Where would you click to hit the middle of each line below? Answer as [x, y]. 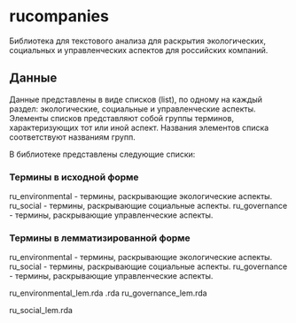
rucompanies [59, 16]
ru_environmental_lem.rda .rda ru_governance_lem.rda [108, 293]
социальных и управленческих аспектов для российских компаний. [139, 50]
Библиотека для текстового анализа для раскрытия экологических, [138, 41]
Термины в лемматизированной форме [100, 238]
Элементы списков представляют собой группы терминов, [122, 118]
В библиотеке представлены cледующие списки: [102, 154]
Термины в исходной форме [74, 177]
